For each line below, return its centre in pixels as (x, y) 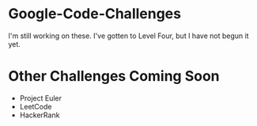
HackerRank (40, 115)
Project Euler (40, 98)
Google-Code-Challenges (95, 14)
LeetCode (36, 106)
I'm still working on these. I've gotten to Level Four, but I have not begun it (128, 36)
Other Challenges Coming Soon (114, 76)
